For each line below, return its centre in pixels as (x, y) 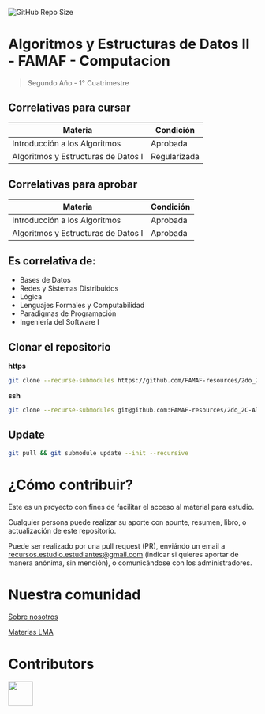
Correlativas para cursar (69, 108)
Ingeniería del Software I (60, 322)
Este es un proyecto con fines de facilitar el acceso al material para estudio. (131, 507)
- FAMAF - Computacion (90, 61)
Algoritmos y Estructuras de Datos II (129, 44)
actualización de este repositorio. (62, 530)
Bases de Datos (45, 280)
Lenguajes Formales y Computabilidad (82, 306)
